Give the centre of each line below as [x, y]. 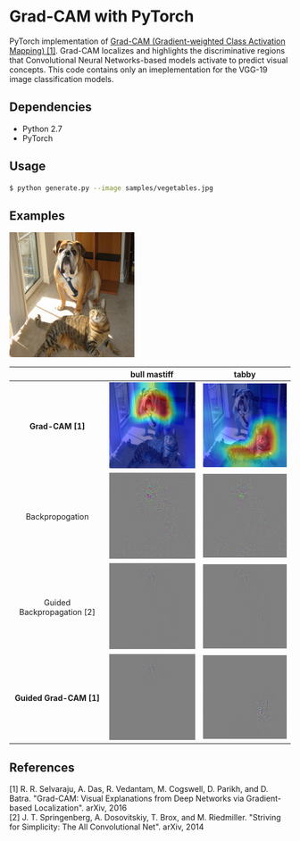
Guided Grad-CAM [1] [57, 697]
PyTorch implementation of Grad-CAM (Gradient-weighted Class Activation [147, 41]
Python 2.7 [42, 129]
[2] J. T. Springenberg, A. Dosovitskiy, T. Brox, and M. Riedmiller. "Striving [145, 817]
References [42, 767]
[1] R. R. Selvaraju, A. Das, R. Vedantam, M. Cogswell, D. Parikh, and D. [139, 789]
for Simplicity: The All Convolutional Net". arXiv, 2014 [107, 827]
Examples [37, 216]
